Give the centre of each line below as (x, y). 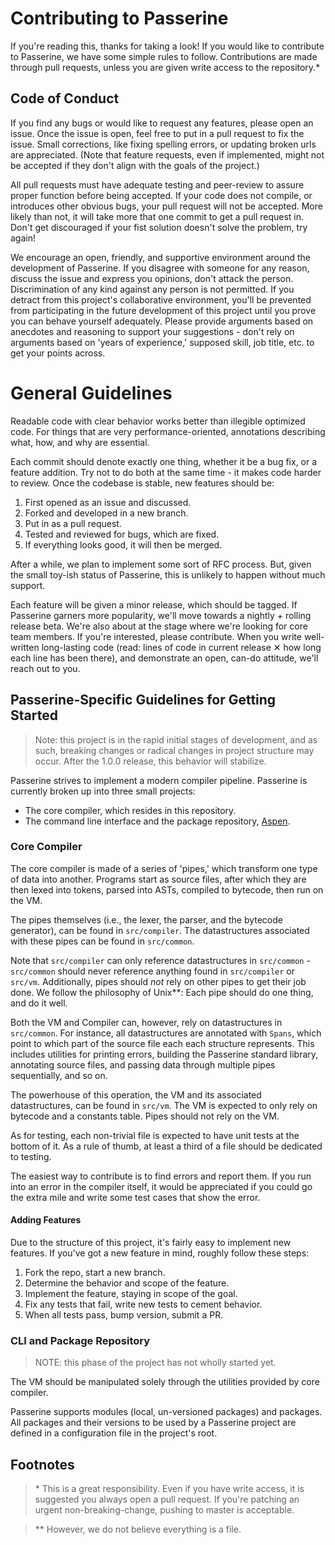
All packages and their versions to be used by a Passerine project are (153, 1423)
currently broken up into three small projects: (103, 791)
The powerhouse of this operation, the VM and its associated (136, 1094)
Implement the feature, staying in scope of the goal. (131, 1293)
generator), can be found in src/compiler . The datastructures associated (160, 930)
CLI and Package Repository (80, 1340)
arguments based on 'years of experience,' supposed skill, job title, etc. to (162, 342)
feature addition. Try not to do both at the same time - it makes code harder (166, 472)
